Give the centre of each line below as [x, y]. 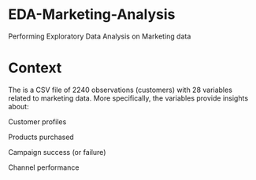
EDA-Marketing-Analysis [92, 15]
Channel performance [44, 167]
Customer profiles [37, 121]
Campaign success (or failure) [57, 152]
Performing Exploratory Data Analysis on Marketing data [100, 36]
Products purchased [41, 137]
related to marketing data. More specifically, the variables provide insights [128, 98]
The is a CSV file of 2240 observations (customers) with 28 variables [120, 90]
